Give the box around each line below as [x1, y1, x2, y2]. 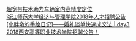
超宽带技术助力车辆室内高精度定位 [6, 6, 93, 12]
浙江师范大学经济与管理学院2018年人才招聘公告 [6, 13, 126, 20]
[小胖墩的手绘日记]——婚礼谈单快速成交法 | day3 [6, 21, 130, 28]
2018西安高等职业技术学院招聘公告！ [6, 28, 99, 35]
